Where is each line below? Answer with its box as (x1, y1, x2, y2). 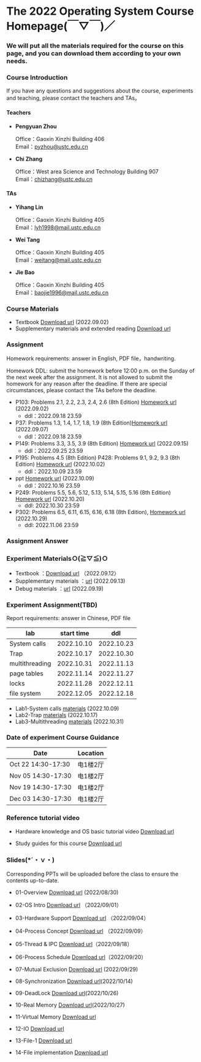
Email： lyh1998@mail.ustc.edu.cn (15, 224, 101, 231)
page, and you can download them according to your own (6, 49, 181, 58)
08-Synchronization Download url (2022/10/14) (15, 977, 133, 985)
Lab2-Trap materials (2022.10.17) (15, 711, 98, 718)
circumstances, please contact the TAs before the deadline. (6, 387, 157, 394)
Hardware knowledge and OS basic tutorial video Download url (15, 827, 175, 835)
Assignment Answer (6, 537, 69, 545)
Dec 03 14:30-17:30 (9, 795, 72, 803)
